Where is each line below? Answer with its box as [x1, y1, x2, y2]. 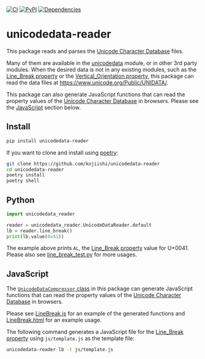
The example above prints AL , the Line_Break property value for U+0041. [6, 244, 190, 252]
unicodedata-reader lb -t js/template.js [6, 347, 114, 353]
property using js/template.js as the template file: [6, 334, 135, 342]
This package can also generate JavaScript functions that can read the [6, 91, 185, 98]
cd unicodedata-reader [6, 166, 64, 173]
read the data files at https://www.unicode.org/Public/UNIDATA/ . [6, 78, 169, 86]
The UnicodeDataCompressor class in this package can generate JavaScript [6, 285, 193, 292]
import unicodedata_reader [6, 211, 75, 217]
